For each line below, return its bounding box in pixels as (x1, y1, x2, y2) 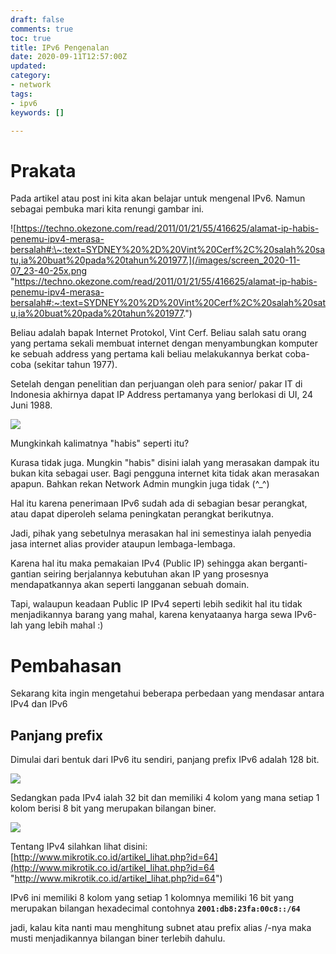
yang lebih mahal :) (24, 619, 104, 631)
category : (10, 71, 52, 81)
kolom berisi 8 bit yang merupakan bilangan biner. (10, 802, 217, 815)
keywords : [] (10, 107, 65, 118)
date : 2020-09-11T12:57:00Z (10, 52, 128, 62)
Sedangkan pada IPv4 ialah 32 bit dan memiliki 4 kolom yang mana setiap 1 (10, 792, 320, 804)
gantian (10, 568, 42, 580)
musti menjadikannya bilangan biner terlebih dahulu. (10, 932, 226, 945)
